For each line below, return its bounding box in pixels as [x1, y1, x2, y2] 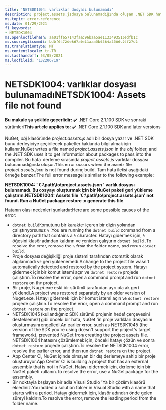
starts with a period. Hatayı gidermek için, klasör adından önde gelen [12, 390, 153, 396]
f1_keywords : [5, 26, 32, 31]
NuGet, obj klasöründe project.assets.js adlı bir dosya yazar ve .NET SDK [5, 135, 154, 141]
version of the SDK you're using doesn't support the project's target [12, 327, 151, 333]
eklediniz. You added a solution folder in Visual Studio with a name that [12, 385, 156, 391]
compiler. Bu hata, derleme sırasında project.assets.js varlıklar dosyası [5, 157, 149, 163]
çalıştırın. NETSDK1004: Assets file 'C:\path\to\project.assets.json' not [5, 192, 154, 198]
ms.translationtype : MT [5, 44, 54, 49]
